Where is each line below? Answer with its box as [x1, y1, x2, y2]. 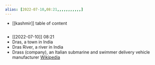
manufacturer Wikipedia [12, 54, 61, 60]
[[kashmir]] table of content [12, 20, 67, 26]
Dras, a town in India [12, 39, 53, 45]
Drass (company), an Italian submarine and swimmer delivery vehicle [12, 49, 150, 55]
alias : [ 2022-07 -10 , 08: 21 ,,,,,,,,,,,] [5, 7, 83, 12]
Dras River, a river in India [12, 44, 63, 50]
